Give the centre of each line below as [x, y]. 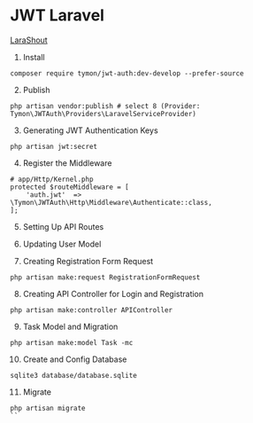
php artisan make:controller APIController [92, 310]
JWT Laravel [57, 16]
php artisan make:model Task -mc [72, 342]
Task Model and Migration [70, 326]
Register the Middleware [67, 163]
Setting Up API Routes [63, 226]
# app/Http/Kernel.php [52, 179]
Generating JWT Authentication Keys [90, 130]
